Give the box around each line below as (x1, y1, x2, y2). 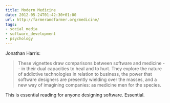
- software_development (5, 31, 56, 36)
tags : (5, 22, 17, 27)
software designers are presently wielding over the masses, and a (17, 76, 157, 83)
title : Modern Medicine (5, 7, 56, 13)
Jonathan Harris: (5, 50, 41, 56)
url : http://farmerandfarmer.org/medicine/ (5, 17, 100, 22)
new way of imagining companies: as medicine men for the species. (17, 81, 161, 88)
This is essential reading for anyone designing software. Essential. (5, 92, 145, 98)
